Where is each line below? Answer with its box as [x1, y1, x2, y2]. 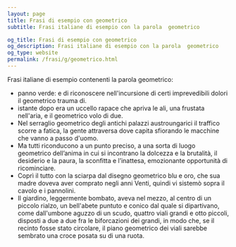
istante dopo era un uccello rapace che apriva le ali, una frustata [17, 104, 205, 112]
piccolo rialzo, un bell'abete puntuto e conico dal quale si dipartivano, [17, 201, 220, 210]
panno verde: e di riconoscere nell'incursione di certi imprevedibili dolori [17, 89, 228, 97]
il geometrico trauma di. [17, 96, 87, 104]
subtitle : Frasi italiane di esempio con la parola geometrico [7, 23, 200, 30]
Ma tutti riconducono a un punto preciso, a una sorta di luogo [17, 141, 196, 150]
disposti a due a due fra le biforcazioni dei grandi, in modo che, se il [17, 216, 215, 224]
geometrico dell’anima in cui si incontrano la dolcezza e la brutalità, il [17, 149, 218, 157]
